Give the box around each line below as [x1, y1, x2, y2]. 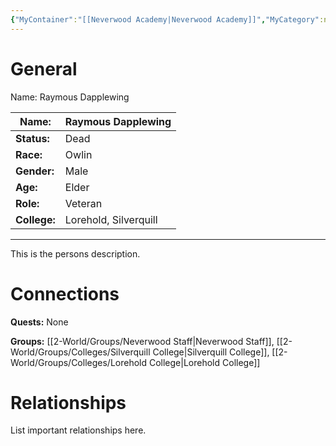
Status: [15, 131, 50, 145]
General [10, 57, 78, 80]
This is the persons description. [10, 247, 141, 260]
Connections [10, 282, 120, 305]
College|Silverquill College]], [152, 346, 270, 358]
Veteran [64, 196, 103, 210]
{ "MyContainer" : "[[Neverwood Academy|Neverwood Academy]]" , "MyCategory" [10, 14, 320, 25]
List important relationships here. [10, 424, 147, 436]
